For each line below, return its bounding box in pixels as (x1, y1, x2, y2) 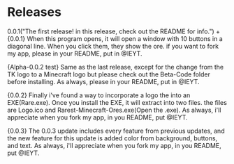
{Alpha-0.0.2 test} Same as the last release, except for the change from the (7, 63, 224, 71)
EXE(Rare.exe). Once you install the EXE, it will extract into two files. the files (7, 98, 227, 106)
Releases (7, 4, 61, 20)
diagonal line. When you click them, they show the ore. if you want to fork (7, 42, 219, 50)
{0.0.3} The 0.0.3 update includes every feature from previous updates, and (7, 126, 225, 135)
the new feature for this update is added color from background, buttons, (7, 133, 218, 142)
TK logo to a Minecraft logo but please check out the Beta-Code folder (7, 70, 211, 79)
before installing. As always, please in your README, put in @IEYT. (7, 77, 200, 85)
